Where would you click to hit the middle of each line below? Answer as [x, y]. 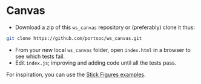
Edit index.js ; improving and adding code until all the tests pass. [96, 63]
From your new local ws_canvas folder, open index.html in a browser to [103, 50]
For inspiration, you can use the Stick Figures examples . [76, 74]
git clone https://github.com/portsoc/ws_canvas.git [74, 38]
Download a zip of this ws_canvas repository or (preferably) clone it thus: [105, 27]
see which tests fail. [40, 56]
